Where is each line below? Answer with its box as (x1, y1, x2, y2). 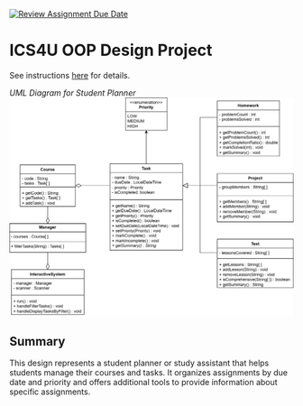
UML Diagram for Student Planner (9, 87, 136, 98)
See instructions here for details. (9, 69, 131, 80)
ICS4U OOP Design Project (9, 41, 213, 60)
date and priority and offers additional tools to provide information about (9, 377, 278, 388)
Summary (9, 334, 66, 349)
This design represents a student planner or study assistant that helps (9, 357, 270, 369)
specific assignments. (9, 386, 91, 397)
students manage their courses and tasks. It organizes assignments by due (9, 367, 289, 378)
